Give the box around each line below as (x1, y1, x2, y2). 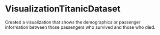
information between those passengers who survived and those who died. (5, 24, 156, 30)
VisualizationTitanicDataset (5, 3, 121, 14)
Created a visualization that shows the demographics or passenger (5, 19, 141, 25)
